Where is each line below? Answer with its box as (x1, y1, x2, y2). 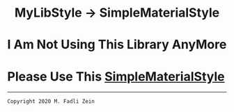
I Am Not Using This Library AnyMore (7, 37, 227, 53)
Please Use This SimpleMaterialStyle (7, 68, 225, 84)
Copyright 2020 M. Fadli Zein (7, 98, 95, 105)
